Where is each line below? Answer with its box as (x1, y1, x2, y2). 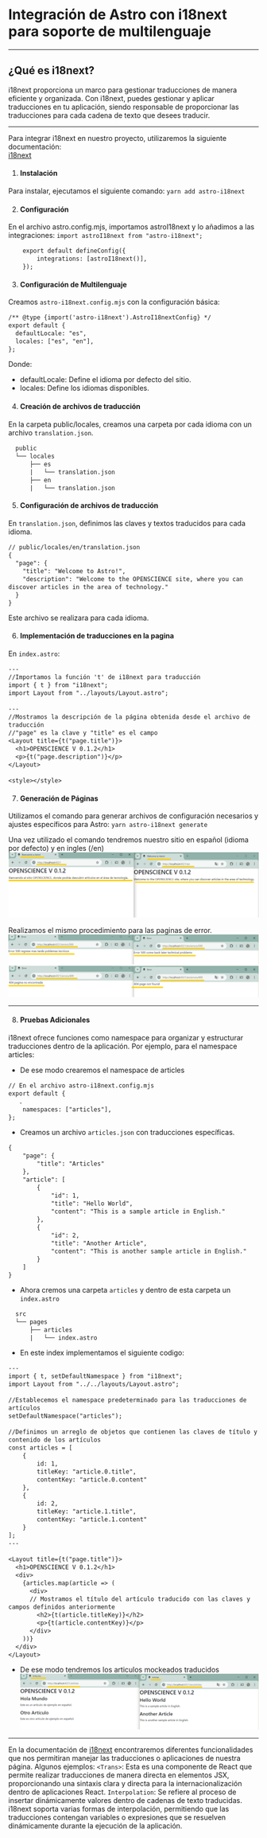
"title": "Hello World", (50, 1200, 133, 1208)
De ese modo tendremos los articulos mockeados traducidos (19, 1664, 220, 1674)
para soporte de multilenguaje (8, 22, 212, 41)
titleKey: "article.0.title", (37, 1467, 137, 1476)
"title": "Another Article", (50, 1239, 148, 1247)
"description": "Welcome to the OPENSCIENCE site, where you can (22, 575, 244, 583)
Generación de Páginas (19, 794, 99, 803)
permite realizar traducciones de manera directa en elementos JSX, (8, 1770, 230, 1780)
